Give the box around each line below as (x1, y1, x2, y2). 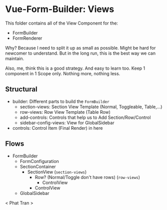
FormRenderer (12, 35, 42, 41)
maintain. (5, 55, 24, 61)
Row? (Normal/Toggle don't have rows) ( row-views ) (34, 174, 140, 180)
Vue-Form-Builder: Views (5, 4, 114, 15)
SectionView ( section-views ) (27, 169, 87, 175)
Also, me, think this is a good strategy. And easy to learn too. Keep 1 (5, 65, 145, 71)
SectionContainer (19, 163, 56, 169)
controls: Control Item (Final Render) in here (12, 125, 103, 131)
